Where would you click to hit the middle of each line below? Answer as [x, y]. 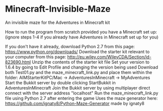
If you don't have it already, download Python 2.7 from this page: [70, 46]
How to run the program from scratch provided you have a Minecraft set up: [81, 32]
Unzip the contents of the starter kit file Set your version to [91, 62]
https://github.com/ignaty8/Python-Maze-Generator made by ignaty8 [75, 103]
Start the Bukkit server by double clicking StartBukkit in [60, 83]
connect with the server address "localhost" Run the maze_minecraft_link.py [82, 93]
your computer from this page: [36, 56]
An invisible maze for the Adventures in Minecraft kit [58, 22]
